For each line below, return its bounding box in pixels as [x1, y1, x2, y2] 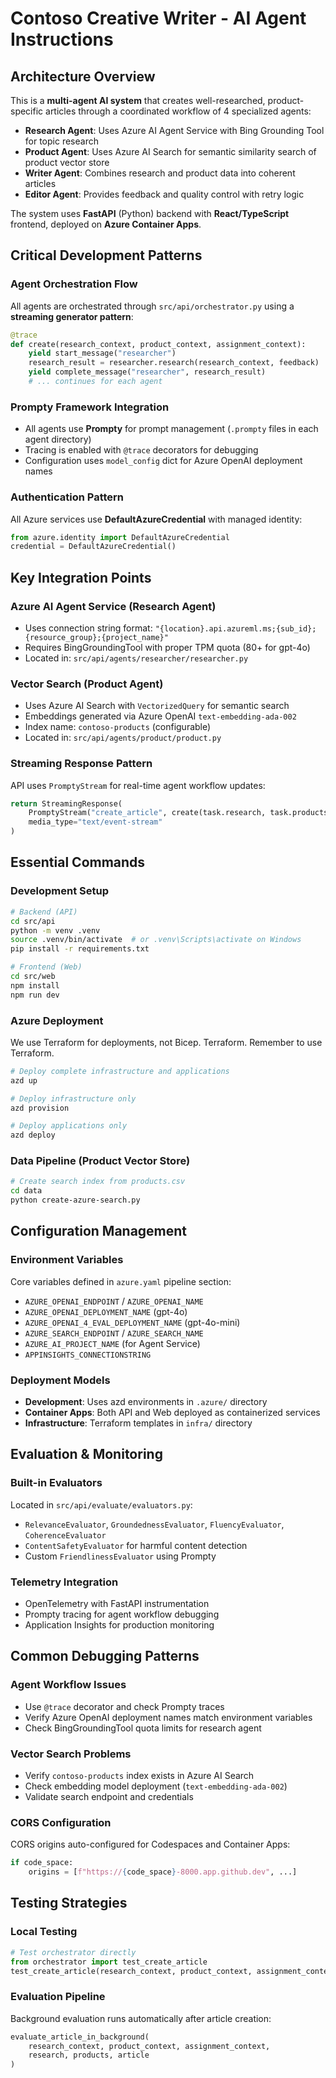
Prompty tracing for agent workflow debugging [24, 1608, 220, 1621]
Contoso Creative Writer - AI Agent [10, 7, 307, 30]
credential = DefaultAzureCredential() [10, 542, 177, 552]
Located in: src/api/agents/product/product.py [24, 732, 222, 744]
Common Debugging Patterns [10, 1648, 200, 1665]
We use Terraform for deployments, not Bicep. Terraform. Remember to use [10, 1036, 323, 1048]
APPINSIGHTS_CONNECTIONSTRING [24, 1350, 152, 1360]
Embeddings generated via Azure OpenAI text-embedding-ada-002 [24, 710, 297, 722]
